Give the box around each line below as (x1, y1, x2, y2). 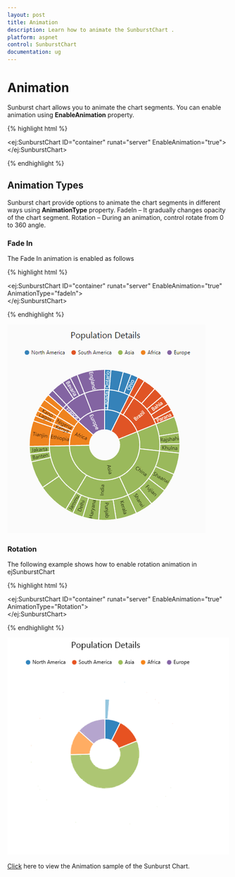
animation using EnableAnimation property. (7, 110, 135, 119)
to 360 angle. (7, 221, 46, 229)
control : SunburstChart (7, 41, 77, 49)
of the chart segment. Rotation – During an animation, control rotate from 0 (7, 213, 224, 221)
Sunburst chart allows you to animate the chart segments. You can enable (7, 103, 222, 111)
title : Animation (7, 18, 58, 26)
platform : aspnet (7, 34, 58, 41)
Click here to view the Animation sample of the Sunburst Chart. (7, 861, 190, 870)
